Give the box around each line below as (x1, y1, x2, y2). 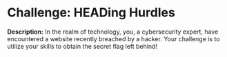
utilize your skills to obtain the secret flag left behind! (7, 42, 157, 50)
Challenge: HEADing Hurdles (7, 5, 176, 21)
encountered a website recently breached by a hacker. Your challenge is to (7, 34, 220, 43)
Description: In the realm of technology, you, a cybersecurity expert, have (7, 27, 219, 36)
